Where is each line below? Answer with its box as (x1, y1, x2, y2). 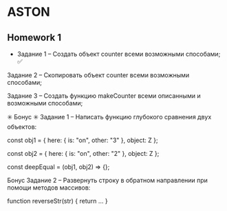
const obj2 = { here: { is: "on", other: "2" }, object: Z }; (7, 150, 160, 157)
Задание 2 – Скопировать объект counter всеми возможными (7, 71, 190, 79)
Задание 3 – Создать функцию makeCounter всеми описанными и (7, 92, 201, 100)
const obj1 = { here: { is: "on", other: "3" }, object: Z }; (7, 136, 158, 144)
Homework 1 (7, 32, 62, 43)
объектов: (7, 123, 37, 131)
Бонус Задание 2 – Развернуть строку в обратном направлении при (7, 177, 208, 184)
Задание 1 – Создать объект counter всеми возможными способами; (17, 50, 221, 58)
